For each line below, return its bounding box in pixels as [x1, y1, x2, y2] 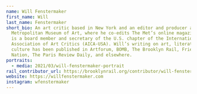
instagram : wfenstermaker [6, 79, 69, 85]
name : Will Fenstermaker [6, 8, 67, 15]
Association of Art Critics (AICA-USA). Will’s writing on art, [11, 41, 172, 47]
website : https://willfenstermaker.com [6, 74, 104, 79]
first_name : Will [6, 14, 49, 20]
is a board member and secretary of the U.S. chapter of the [11, 36, 164, 41]
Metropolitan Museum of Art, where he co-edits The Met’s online [11, 30, 175, 36]
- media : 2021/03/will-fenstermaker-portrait [11, 62, 125, 69]
